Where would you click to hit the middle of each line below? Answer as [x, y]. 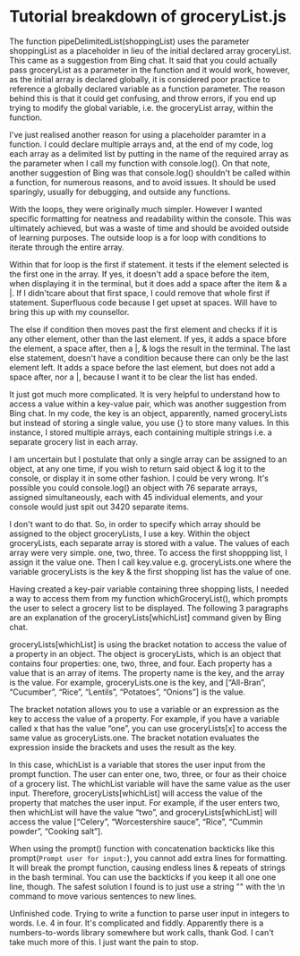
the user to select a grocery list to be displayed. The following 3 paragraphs [149, 608]
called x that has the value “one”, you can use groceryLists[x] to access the [148, 728]
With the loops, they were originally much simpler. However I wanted [136, 209]
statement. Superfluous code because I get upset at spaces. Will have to [143, 303]
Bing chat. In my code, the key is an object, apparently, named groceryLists [148, 413]
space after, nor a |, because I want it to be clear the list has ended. [133, 377]
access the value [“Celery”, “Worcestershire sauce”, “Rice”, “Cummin [136, 822]
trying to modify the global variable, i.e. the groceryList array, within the [141, 107]
